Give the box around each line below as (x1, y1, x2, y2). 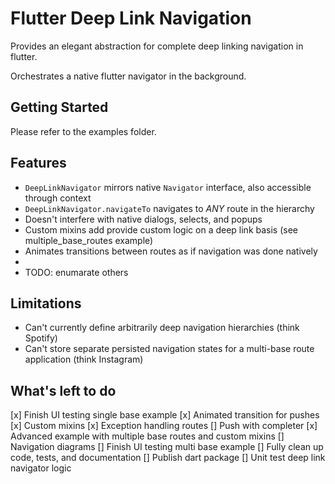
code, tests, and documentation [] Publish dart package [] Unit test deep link (10, 452, 326, 464)
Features (10, 155, 67, 172)
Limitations (10, 295, 82, 312)
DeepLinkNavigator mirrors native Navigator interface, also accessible (24, 181, 312, 193)
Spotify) (24, 332, 58, 344)
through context (24, 192, 92, 204)
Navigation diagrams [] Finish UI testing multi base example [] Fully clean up (10, 441, 324, 453)
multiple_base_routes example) (24, 234, 154, 246)
